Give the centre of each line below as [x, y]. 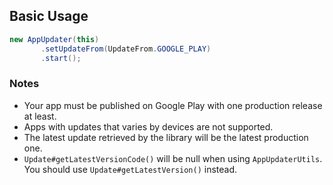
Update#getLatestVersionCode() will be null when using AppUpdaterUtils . [173, 158]
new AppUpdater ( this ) [54, 39]
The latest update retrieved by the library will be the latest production [166, 137]
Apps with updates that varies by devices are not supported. [148, 126]
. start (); [61, 58]
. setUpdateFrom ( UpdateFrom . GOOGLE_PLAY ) [126, 49]
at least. [40, 116]
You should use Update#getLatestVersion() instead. [130, 169]
